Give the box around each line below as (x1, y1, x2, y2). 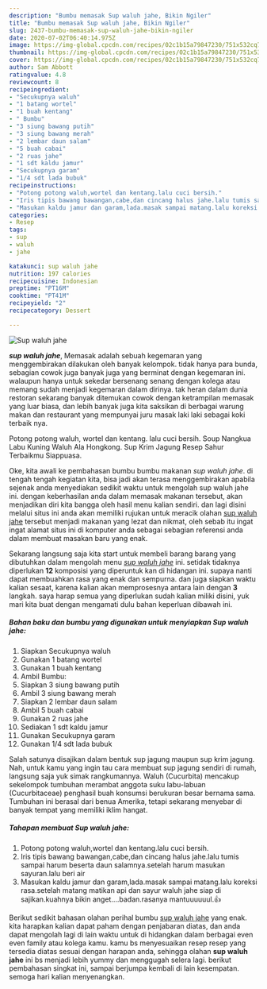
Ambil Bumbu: (20, 671, 67, 681)
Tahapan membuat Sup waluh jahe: (9, 823, 130, 833)
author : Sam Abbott (9, 64, 74, 71)
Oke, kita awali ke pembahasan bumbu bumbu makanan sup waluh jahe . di (9, 466, 254, 475)
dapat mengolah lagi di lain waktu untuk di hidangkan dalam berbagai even (9, 929, 254, 939)
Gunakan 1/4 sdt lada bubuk (20, 739, 113, 748)
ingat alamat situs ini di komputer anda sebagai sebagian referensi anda (9, 525, 244, 535)
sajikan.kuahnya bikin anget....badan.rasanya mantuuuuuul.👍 (20, 894, 221, 904)
